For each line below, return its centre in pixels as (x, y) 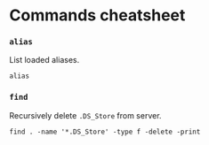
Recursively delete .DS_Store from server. (85, 115)
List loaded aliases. (44, 60)
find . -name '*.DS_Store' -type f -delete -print (105, 132)
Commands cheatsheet (97, 15)
